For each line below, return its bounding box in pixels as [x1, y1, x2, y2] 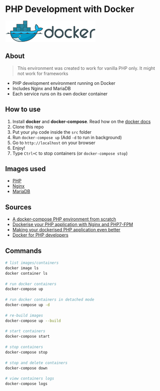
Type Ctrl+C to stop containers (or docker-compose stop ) [12, 150, 128, 156]
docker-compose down [5, 366, 48, 371]
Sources [5, 203, 32, 211]
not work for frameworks [17, 70, 69, 76]
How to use [5, 105, 41, 114]
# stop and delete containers [5, 360, 68, 365]
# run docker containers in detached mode [5, 297, 94, 302]
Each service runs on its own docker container [12, 91, 108, 97]
